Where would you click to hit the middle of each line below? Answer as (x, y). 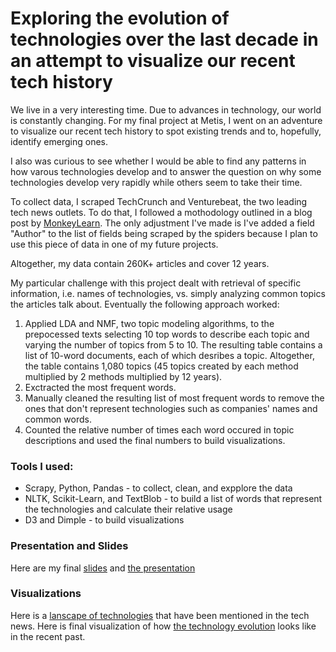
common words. (58, 419)
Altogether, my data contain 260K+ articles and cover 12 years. (140, 263)
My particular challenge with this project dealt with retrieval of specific (156, 283)
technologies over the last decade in (164, 39)
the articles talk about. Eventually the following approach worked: (145, 304)
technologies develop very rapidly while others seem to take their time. (156, 182)
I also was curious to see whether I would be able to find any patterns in (158, 161)
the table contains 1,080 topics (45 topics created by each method (161, 366)
